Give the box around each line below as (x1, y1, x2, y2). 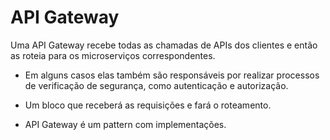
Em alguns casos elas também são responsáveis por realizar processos (24, 69, 320, 81)
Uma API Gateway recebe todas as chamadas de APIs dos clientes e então (10, 39, 318, 51)
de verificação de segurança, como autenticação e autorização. (24, 79, 289, 91)
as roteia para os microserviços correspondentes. (10, 49, 216, 61)
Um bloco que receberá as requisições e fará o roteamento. (24, 99, 272, 111)
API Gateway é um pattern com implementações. (24, 118, 227, 130)
